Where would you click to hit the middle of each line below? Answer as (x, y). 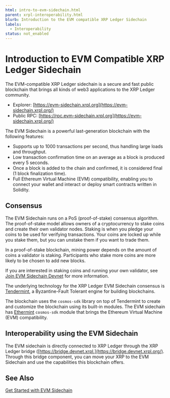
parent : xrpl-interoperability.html (44, 15)
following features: (25, 136)
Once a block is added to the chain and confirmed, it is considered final (88, 168)
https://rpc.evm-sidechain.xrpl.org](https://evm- (91, 115)
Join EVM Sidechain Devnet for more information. (57, 276)
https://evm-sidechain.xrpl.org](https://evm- (81, 105)
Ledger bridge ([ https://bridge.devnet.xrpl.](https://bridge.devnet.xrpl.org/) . (85, 351)
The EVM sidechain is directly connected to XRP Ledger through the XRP (82, 346)
